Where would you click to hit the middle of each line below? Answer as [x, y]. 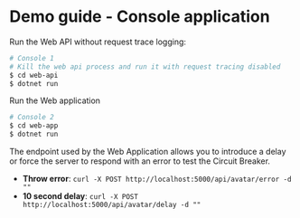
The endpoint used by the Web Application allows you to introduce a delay [148, 152]
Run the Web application [55, 100]
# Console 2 [32, 118]
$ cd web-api [34, 75]
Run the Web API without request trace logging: [98, 42]
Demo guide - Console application [140, 17]
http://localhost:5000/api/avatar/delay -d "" [112, 205]
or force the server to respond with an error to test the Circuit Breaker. [140, 161]
